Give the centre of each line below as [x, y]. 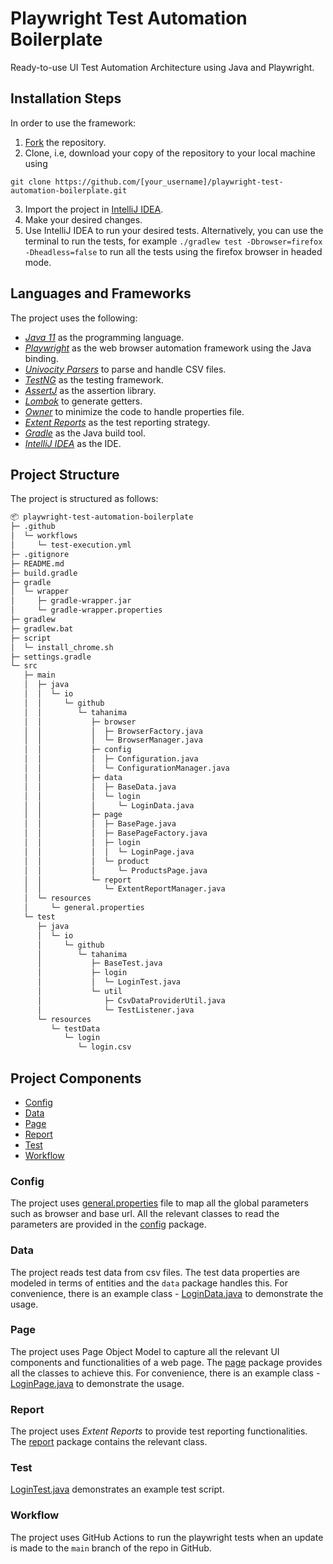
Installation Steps [66, 98]
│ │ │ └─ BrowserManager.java [113, 740]
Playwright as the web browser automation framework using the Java [168, 348]
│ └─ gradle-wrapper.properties [86, 610]
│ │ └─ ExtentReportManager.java [124, 889]
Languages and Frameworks [101, 293]
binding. [41, 358]
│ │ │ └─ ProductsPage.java [115, 870]
